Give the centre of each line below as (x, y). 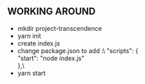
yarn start (32, 73)
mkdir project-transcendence (60, 28)
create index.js (39, 43)
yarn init (29, 36)
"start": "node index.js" (51, 58)
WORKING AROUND (51, 12)
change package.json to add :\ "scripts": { (78, 50)
